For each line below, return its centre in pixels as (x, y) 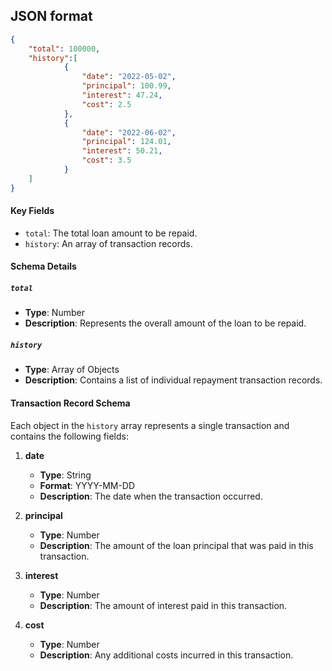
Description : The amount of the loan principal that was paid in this (176, 545)
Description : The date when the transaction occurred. (151, 496)
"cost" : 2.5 (106, 104)
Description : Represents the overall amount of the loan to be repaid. (165, 323)
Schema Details (43, 266)
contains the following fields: (69, 436)
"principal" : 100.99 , (126, 86)
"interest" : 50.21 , (122, 151)
